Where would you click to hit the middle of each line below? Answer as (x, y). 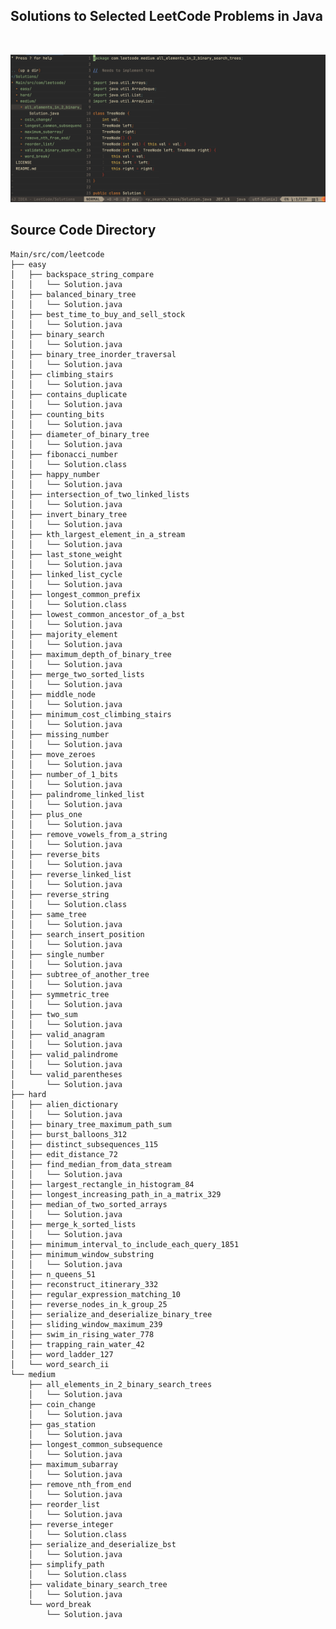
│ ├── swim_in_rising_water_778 (82, 1334)
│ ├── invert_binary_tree (69, 514)
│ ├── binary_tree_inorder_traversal (93, 354)
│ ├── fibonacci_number (64, 454)
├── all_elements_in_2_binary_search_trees (120, 1384)
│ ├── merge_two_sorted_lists (77, 674)
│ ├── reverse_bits (55, 854)
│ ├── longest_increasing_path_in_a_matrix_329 (116, 1194)
